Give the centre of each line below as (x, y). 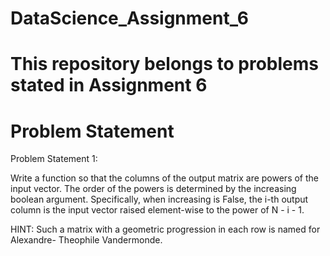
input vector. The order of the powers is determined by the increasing (153, 189)
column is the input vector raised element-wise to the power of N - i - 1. (157, 210)
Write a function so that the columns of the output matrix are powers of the (164, 178)
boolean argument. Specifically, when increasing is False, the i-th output (159, 199)
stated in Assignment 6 (109, 85)
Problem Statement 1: (54, 159)
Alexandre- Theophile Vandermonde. (86, 240)
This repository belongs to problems (164, 64)
